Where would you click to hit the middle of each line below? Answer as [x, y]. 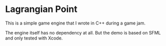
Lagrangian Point [41, 9]
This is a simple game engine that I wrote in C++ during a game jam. [75, 23]
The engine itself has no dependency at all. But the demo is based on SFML [83, 32]
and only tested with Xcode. [34, 38]
